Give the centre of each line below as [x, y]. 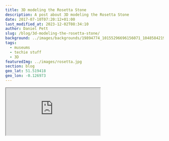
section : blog [20, 66]
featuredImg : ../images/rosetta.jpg [44, 62]
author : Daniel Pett [27, 29]
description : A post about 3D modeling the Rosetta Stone [67, 15]
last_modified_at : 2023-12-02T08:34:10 [47, 24]
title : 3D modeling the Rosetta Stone [46, 10]
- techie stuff [26, 52]
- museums [20, 48]
